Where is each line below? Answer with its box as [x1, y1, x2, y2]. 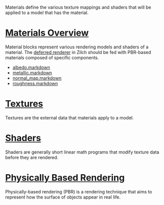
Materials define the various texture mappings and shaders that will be [5, 5, 151, 10]
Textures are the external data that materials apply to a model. [5, 114, 134, 120]
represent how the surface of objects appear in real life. [5, 194, 121, 200]
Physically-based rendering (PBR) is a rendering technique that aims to [5, 188, 152, 194]
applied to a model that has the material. [5, 10, 89, 16]
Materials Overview [5, 27, 89, 39]
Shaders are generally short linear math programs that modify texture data [5, 149, 159, 155]
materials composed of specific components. [5, 54, 99, 60]
